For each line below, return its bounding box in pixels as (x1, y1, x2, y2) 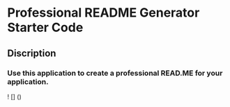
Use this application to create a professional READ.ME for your (7, 68, 223, 78)
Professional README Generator (7, 5, 200, 21)
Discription (7, 47, 56, 59)
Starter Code (7, 19, 84, 35)
